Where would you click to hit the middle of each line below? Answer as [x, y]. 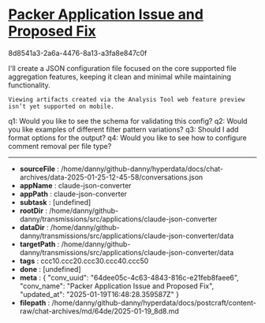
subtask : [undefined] [55, 202]
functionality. [30, 85]
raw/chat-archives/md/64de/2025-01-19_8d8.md [99, 311]
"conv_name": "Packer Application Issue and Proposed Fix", [117, 286]
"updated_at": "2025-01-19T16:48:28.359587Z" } [99, 294]
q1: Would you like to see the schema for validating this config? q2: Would [128, 121]
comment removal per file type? [60, 146]
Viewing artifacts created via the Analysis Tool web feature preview [127, 99]
